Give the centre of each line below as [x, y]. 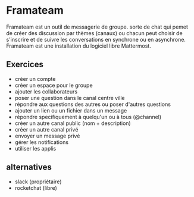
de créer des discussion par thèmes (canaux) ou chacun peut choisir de [94, 33]
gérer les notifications [42, 142]
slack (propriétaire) [38, 182]
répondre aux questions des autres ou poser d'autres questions [93, 104]
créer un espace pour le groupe [54, 85]
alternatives [29, 167]
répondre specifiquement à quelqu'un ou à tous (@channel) [88, 117]
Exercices [25, 65]
